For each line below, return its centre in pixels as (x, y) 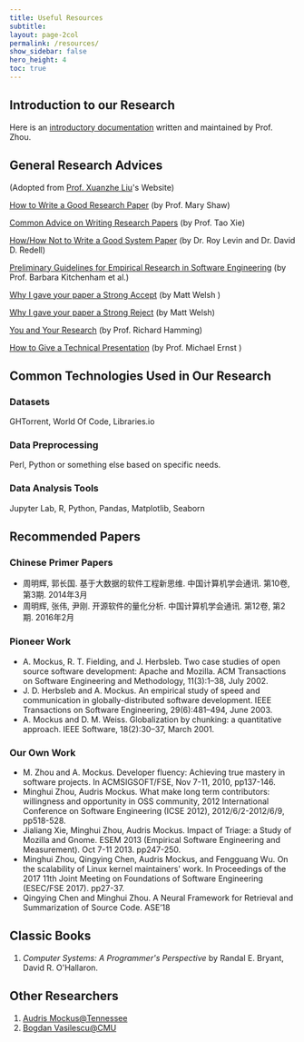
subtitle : (28, 26)
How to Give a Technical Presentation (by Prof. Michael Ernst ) (126, 347)
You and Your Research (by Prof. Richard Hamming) (106, 330)
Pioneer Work (40, 641)
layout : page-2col (44, 35)
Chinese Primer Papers (61, 562)
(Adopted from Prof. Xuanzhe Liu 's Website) (92, 187)
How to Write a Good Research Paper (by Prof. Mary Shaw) (120, 204)
